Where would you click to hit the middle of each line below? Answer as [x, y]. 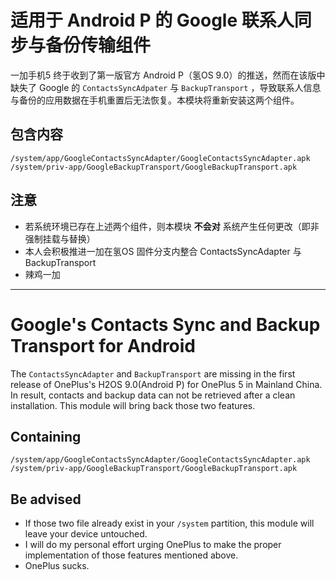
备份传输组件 [98, 45]
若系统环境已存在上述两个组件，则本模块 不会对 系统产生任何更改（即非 [172, 226]
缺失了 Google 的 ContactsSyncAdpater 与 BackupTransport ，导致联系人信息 [166, 87]
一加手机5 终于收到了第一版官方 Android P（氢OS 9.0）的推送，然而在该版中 [168, 75]
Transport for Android [103, 345]
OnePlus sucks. [57, 566]
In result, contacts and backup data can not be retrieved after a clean [153, 395]
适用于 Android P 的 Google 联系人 [152, 20]
